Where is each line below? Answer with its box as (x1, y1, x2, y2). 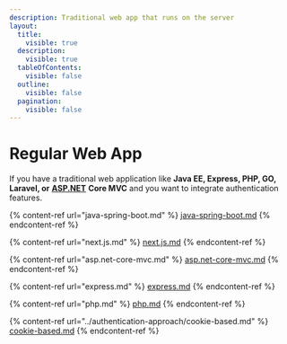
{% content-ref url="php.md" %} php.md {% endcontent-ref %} (9, 298, 246, 310)
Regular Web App (9, 144, 143, 164)
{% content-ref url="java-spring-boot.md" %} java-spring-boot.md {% (9, 210, 271, 221)
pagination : (17, 96, 63, 106)
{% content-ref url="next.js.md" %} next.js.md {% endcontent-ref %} (9, 237, 266, 248)
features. (9, 192, 43, 203)
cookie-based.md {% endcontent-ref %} (9, 325, 160, 337)
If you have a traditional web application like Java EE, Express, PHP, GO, (9, 173, 276, 184)
